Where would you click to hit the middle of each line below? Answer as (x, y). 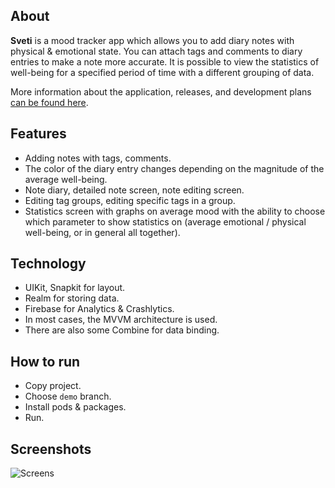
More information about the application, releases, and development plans (161, 91)
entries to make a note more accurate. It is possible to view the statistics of (165, 61)
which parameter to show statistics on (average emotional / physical (165, 221)
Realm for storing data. (72, 298)
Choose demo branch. (68, 396)
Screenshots (51, 449)
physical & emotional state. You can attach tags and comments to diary (156, 51)
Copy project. (53, 386)
